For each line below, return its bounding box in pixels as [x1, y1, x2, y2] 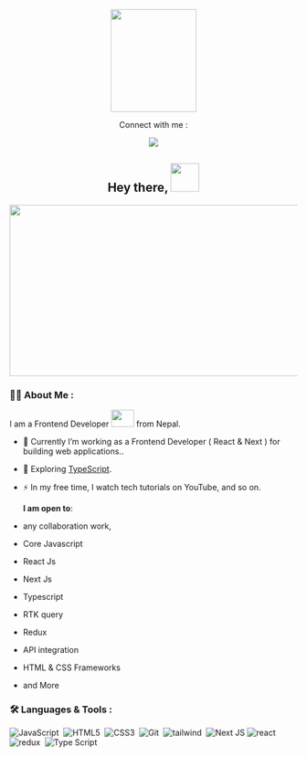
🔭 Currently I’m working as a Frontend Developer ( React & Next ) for [22, 436, 281, 447]
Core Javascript [22, 539, 84, 550]
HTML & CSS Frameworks [22, 662, 122, 673]
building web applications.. [22, 446, 124, 457]
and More [22, 680, 59, 691]
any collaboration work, [22, 520, 112, 531]
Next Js [22, 573, 53, 584]
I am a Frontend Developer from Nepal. [9, 418, 181, 429]
